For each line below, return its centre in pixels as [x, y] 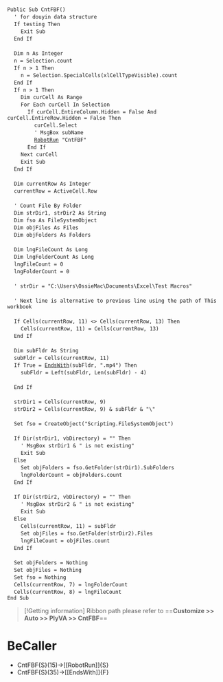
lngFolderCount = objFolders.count [71, 475]
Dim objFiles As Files [46, 228]
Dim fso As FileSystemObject [55, 220]
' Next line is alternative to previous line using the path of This [115, 301]
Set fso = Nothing [40, 577]
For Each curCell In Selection [65, 105]
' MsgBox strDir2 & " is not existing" [78, 504]
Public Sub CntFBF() [37, 10]
